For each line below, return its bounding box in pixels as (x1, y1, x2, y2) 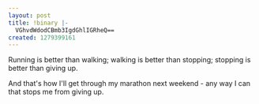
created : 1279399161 (8, 33, 77, 42)
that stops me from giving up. (8, 87, 104, 97)
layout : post (8, 11, 51, 20)
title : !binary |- (8, 19, 69, 27)
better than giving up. (8, 64, 78, 73)
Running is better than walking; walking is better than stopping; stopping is (8, 55, 251, 65)
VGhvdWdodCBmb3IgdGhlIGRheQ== (15, 26, 114, 34)
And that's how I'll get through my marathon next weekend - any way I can (8, 79, 251, 88)
